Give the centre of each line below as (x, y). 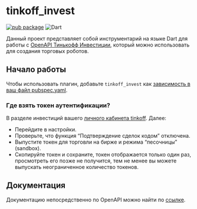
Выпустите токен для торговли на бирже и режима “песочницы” (96, 142)
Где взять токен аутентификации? (58, 105)
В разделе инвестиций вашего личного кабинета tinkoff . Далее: (86, 118)
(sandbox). (28, 148)
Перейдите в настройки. (45, 130)
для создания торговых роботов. (47, 51)
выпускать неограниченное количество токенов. (76, 167)
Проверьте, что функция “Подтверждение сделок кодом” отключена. (102, 136)
